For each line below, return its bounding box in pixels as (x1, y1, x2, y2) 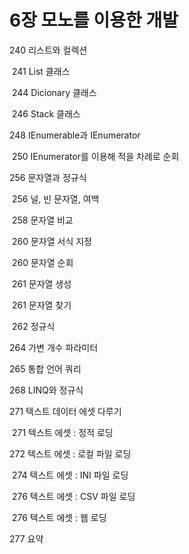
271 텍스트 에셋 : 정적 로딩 (11, 426, 114, 438)
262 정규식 (11, 320, 56, 332)
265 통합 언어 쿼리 (9, 362, 82, 375)
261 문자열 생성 (11, 277, 72, 290)
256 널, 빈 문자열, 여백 (11, 192, 100, 205)
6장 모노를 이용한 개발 (9, 9, 179, 32)
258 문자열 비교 (11, 214, 74, 226)
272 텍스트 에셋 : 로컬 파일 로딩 (9, 447, 132, 460)
